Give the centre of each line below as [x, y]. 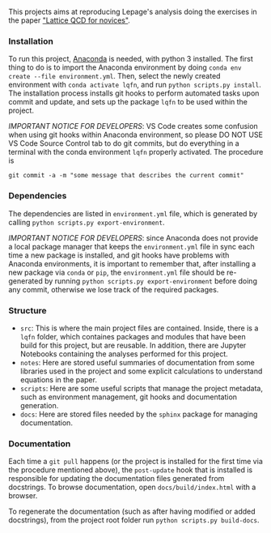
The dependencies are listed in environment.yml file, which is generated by [133, 213]
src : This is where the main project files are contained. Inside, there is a [139, 328]
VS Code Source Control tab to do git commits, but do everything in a [124, 143]
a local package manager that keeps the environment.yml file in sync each [131, 246]
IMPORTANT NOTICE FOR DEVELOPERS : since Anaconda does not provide [133, 237]
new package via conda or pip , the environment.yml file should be [116, 272]
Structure [28, 310]
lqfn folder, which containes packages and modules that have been [133, 336]
